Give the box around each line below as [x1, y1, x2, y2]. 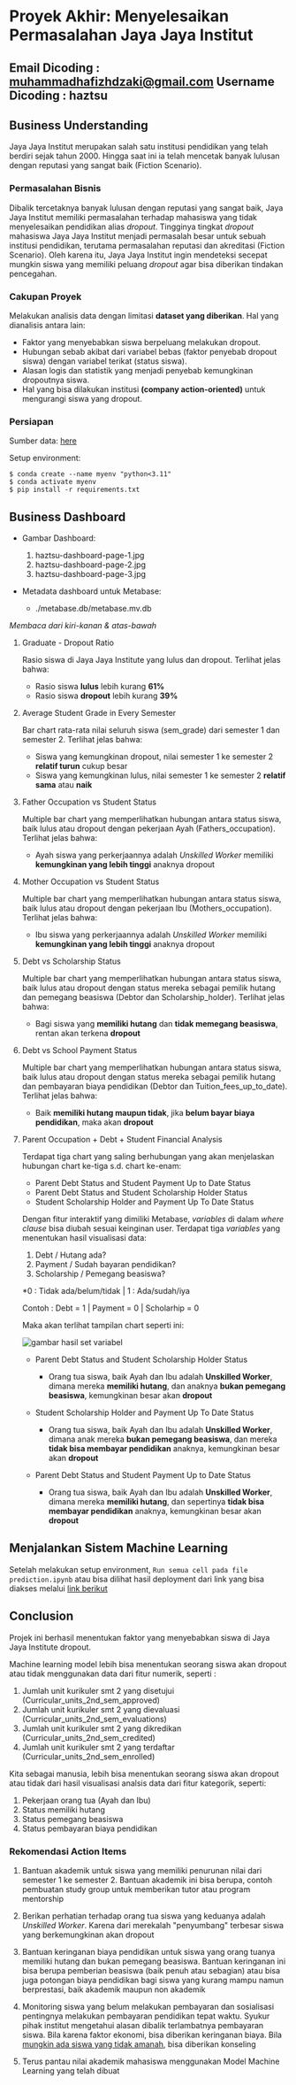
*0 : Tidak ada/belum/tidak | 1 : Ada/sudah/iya [21, 1286, 190, 1296]
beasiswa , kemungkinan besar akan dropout [48, 1390, 213, 1401]
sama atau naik [34, 780, 93, 790]
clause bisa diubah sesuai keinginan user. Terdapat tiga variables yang [21, 1223, 281, 1234]
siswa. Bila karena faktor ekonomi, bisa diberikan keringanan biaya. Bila [21, 2029, 283, 2041]
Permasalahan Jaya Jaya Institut [9, 25, 254, 45]
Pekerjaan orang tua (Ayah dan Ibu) [21, 1795, 152, 1805]
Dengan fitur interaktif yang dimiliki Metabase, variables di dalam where [21, 1214, 285, 1225]
